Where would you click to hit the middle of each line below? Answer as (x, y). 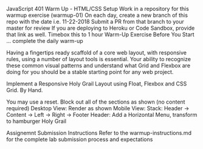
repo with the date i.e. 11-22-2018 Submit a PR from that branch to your (95, 22)
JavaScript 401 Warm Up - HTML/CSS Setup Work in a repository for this (98, 9)
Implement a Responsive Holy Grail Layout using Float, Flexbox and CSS (97, 84)
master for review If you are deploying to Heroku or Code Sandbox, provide (101, 28)
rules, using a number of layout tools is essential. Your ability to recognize (99, 59)
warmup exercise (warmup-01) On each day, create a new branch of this (97, 15)
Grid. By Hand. (25, 90)
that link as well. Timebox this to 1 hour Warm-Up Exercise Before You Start (100, 35)
